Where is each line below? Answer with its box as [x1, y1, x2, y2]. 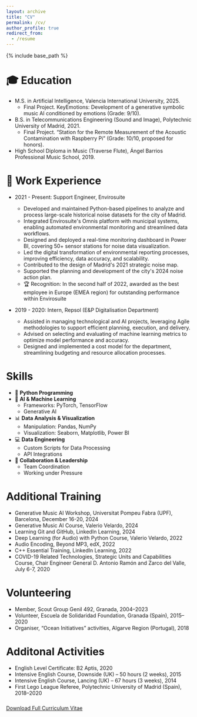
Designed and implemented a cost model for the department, [23, 342, 172, 350]
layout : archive [6, 8, 46, 15]
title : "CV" [6, 14, 35, 20]
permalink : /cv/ [6, 19, 46, 25]
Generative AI [23, 408, 57, 415]
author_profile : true [6, 25, 59, 31]
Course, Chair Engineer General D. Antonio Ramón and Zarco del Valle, [14, 559, 186, 566]
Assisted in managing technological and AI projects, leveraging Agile [23, 318, 190, 325]
